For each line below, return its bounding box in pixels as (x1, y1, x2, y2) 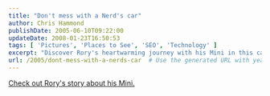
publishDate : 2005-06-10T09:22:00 (8, 26, 125, 34)
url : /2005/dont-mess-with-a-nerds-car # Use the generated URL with (8, 57, 250, 65)
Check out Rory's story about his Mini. (8, 78, 135, 88)
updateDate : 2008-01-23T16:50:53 (8, 34, 121, 42)
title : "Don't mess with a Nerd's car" (8, 11, 142, 20)
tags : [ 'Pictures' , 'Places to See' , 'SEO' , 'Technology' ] (8, 42, 218, 50)
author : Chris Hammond (8, 19, 84, 27)
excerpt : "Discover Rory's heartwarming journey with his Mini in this (8, 49, 253, 57)
